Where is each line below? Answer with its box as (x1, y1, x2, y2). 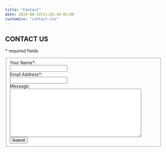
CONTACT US (5, 35, 49, 43)
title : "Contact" (5, 7, 41, 12)
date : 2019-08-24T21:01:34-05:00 (5, 12, 75, 17)
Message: (9, 83, 30, 89)
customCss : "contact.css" (5, 16, 59, 21)
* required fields (5, 48, 39, 54)
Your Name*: (9, 60, 36, 66)
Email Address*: (9, 71, 43, 77)
